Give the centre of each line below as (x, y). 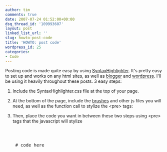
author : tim (17, 10)
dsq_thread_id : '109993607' (34, 24)
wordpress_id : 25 (23, 47)
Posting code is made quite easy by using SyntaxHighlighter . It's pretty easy (84, 71)
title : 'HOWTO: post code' (33, 43)
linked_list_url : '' (27, 33)
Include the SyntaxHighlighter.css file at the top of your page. (75, 91)
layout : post (19, 29)
